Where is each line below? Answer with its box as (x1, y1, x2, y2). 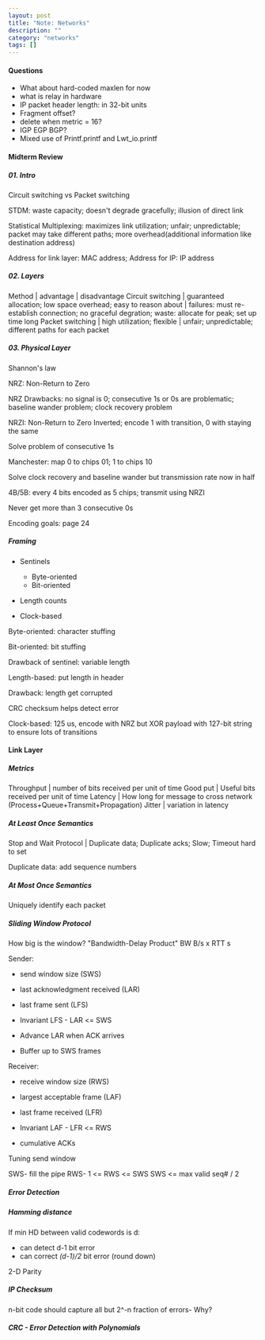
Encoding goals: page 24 (8, 518, 90, 528)
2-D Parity (8, 1266, 42, 1276)
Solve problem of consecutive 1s (8, 441, 115, 451)
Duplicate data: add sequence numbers (8, 862, 137, 872)
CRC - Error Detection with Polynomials (8, 1323, 141, 1333)
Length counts (19, 596, 67, 605)
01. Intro (8, 170, 36, 179)
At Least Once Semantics (8, 818, 93, 827)
